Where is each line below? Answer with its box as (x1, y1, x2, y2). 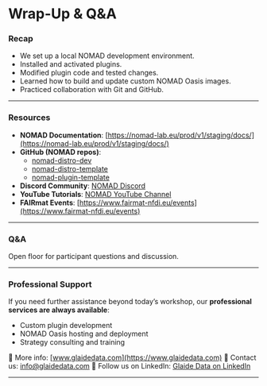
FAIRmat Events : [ (19, 198, 80, 207)
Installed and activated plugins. (19, 60, 122, 69)
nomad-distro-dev (31, 156, 92, 165)
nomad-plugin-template (31, 172, 110, 182)
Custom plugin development (19, 321, 113, 330)
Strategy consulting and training (19, 338, 126, 347)
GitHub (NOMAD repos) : (19, 147, 102, 156)
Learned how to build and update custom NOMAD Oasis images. (19, 76, 232, 86)
